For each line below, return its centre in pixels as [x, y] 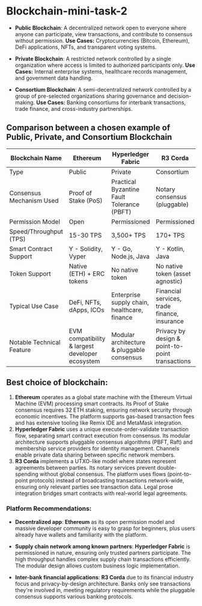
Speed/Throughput [36, 232]
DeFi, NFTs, [85, 302]
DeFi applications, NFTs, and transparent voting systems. [86, 47]
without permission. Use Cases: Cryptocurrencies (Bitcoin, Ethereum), [102, 40]
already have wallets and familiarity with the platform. [81, 534]
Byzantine [125, 189]
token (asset [173, 274]
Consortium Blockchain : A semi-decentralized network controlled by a [103, 89]
